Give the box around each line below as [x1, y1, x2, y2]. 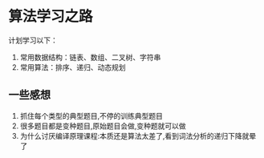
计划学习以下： [8, 35, 58, 45]
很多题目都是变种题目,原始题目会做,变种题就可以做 [19, 121, 186, 131]
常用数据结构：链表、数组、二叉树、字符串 [19, 52, 161, 62]
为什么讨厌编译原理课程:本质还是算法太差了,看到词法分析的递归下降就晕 [19, 131, 257, 140]
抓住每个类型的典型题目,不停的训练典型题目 [19, 111, 163, 120]
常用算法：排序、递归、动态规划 [19, 62, 126, 72]
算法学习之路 [8, 7, 94, 26]
